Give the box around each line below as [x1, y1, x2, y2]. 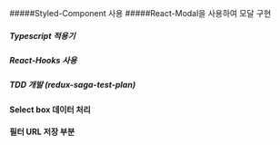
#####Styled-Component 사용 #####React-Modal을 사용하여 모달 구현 [9, 8, 272, 18]
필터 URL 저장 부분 [9, 126, 75, 138]
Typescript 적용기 [9, 30, 75, 41]
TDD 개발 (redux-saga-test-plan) [9, 80, 136, 91]
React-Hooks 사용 [9, 54, 77, 65]
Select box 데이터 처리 [9, 103, 91, 115]
